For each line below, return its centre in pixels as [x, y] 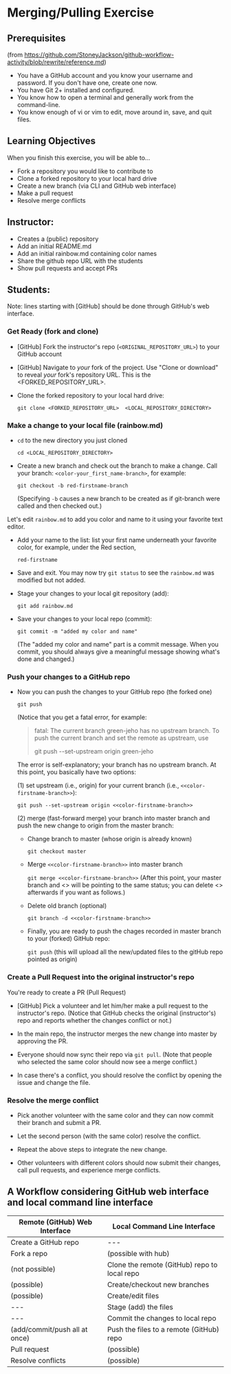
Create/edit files [133, 1295]
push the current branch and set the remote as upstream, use [121, 738]
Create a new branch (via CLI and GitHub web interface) [97, 186]
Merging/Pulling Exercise [81, 13]
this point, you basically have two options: [76, 772]
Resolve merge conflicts [51, 200]
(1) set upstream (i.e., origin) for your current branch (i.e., [98, 785]
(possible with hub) [138, 1253]
